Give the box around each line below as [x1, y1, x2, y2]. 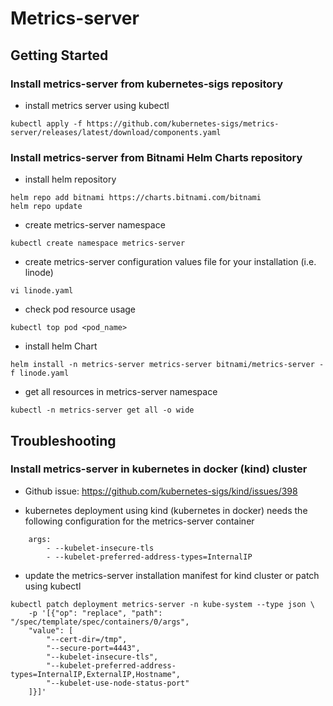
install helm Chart [24, 340, 98, 352]
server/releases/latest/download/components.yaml [10, 127, 222, 137]
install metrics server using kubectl [24, 99, 170, 111]
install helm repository [24, 173, 117, 186]
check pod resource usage [24, 303, 137, 316]
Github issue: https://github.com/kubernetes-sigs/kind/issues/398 [24, 485, 298, 497]
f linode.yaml [10, 368, 70, 379]
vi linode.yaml [10, 286, 74, 296]
